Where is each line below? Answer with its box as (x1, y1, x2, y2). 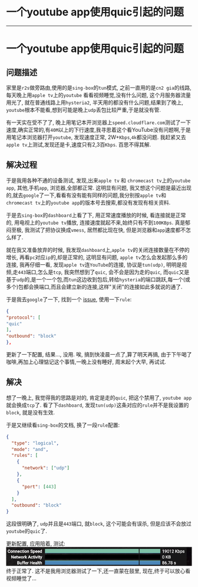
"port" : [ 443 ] (21, 484, 57, 489)
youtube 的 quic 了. (6, 527, 47, 535)
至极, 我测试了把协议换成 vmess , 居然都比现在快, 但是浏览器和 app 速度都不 (11, 226, 186, 233)
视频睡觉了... (6, 575, 37, 582)
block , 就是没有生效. (6, 408, 55, 416)
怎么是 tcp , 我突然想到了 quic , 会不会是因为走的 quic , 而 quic (37, 268, 179, 275)
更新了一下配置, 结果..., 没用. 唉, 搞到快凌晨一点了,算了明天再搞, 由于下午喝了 (6, 351, 192, 358)
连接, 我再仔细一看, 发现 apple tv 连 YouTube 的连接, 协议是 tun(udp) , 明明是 (6, 261, 182, 268)
